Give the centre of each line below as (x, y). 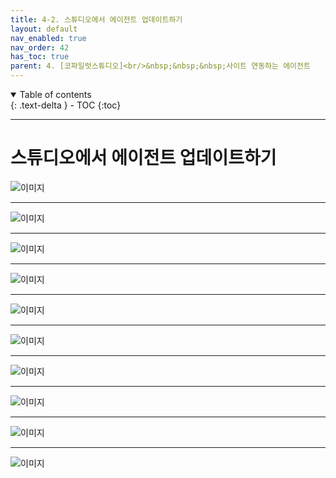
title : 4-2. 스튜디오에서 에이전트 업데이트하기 (96, 19)
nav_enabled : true (48, 38)
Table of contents (55, 94)
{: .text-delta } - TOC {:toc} (66, 105)
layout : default (44, 29)
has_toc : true (40, 57)
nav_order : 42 (40, 47)
